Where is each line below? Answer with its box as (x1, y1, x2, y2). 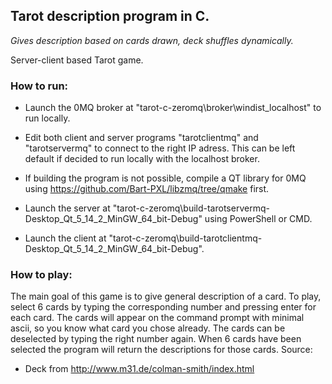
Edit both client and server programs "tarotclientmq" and (24, 132, 259, 144)
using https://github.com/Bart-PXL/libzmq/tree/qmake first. (24, 183, 270, 195)
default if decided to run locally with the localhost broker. (24, 153, 260, 165)
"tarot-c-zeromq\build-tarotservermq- (112, 202, 270, 214)
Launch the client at (24, 232, 107, 244)
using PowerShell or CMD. (204, 213, 313, 225)
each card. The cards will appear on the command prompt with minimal (10, 312, 305, 324)
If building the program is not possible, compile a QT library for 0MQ (24, 172, 307, 184)
